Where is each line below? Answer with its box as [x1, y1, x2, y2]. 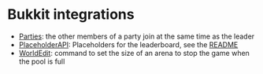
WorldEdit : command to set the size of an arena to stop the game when [18, 48, 250, 57]
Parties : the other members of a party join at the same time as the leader [18, 31, 255, 41]
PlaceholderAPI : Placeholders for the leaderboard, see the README [18, 39, 239, 49]
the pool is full [18, 57, 65, 66]
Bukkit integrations [7, 6, 135, 24]
